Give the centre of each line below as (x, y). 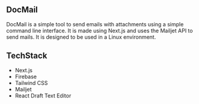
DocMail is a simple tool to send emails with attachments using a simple (95, 24)
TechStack (27, 56)
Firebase (26, 77)
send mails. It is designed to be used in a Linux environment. (81, 37)
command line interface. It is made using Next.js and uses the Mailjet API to (100, 30)
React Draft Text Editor (43, 96)
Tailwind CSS (31, 82)
